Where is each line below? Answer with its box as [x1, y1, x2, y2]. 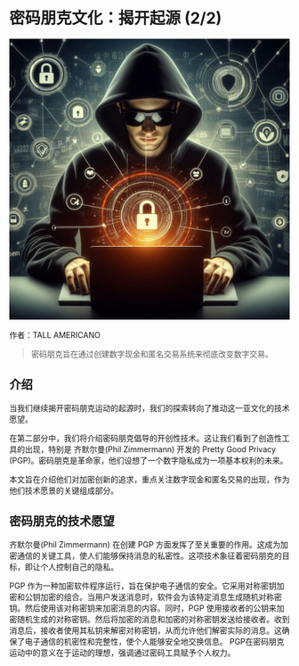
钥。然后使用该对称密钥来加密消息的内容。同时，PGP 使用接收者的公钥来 [9, 603, 278, 613]
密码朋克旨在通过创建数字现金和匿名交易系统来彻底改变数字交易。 [30, 349, 273, 359]
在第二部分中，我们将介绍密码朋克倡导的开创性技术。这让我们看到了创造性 [9, 432, 282, 443]
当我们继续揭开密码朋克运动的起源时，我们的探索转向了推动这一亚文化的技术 [9, 402, 290, 413]
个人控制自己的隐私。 [39, 561, 118, 571]
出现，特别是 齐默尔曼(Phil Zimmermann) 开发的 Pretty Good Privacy [24, 443, 277, 455]
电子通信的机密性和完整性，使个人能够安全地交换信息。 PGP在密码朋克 [24, 636, 285, 646]
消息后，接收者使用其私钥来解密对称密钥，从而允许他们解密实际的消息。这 [9, 625, 282, 636]
